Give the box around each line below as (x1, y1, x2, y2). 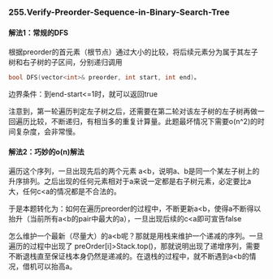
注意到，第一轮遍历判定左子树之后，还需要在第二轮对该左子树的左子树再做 (8, 106, 258, 116)
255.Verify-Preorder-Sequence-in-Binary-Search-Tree (8, 6, 230, 18)
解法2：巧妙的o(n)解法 (8, 147, 84, 157)
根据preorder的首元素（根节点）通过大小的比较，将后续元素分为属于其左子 (8, 47, 258, 57)
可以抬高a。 (36, 262, 77, 272)
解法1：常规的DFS (8, 28, 69, 37)
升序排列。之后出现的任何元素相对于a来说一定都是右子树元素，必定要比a (8, 177, 252, 187)
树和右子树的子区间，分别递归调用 (8, 58, 123, 67)
